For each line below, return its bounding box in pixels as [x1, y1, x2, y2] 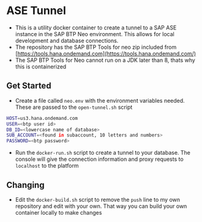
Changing [6, 180, 45, 190]
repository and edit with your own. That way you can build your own [15, 202, 187, 210]
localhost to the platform [15, 162, 79, 169]
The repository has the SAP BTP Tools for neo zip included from [15, 43, 177, 51]
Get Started [6, 81, 51, 91]
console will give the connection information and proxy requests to [15, 155, 184, 163]
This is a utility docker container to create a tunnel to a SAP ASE [15, 24, 177, 31]
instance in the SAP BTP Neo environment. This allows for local [15, 30, 174, 37]
